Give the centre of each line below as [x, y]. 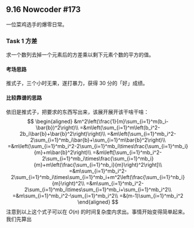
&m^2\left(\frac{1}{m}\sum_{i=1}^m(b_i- [121, 121]
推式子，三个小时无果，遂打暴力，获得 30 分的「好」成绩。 [77, 83]
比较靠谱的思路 [24, 97]
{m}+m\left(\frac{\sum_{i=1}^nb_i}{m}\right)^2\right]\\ [98, 164]
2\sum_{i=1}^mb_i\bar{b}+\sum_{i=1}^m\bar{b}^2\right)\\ [98, 140]
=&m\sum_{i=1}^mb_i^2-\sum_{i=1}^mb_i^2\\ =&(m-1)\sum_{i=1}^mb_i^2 [98, 195]
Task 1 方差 [22, 41]
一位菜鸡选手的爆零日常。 [37, 24]
